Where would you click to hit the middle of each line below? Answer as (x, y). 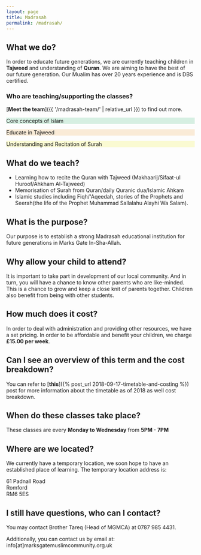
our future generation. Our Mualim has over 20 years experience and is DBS (100, 74)
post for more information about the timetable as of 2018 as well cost (91, 390)
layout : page (22, 12)
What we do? (31, 47)
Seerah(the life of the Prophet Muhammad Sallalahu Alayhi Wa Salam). (101, 203)
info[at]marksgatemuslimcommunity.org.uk (59, 545)
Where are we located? (50, 448)
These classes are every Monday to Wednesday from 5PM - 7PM (88, 430)
